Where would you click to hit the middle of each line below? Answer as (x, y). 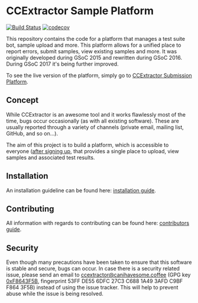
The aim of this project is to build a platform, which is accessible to (87, 145)
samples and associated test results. (51, 157)
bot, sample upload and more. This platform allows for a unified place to (94, 45)
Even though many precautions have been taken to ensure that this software (99, 262)
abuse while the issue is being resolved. (55, 294)
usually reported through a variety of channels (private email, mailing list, (95, 127)
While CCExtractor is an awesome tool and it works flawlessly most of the (96, 114)
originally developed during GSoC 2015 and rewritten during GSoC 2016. (94, 57)
